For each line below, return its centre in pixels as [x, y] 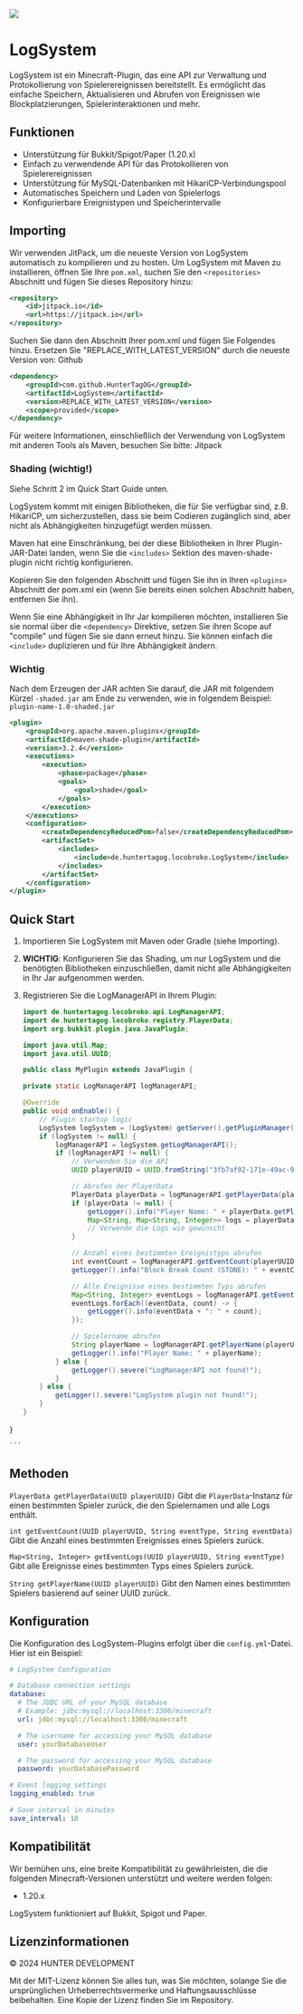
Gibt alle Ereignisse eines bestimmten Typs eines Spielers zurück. [132, 1566]
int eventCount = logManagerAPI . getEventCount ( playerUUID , [185, 1262]
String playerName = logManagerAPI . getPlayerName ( [169, 1345]
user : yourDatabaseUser [62, 1744]
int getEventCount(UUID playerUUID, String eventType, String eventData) [151, 1531]
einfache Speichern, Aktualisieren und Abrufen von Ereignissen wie [135, 94]
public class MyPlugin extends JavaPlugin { [108, 1070]
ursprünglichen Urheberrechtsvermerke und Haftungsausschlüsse [133, 1990]
